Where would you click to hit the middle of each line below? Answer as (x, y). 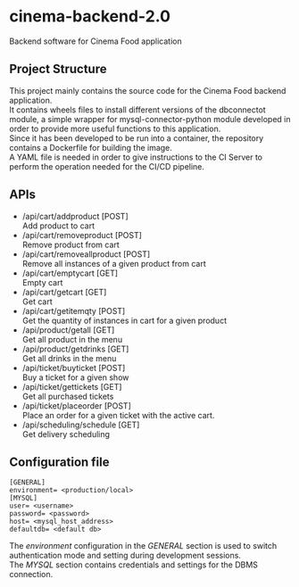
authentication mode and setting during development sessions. (125, 556)
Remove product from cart (71, 244)
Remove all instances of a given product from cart (114, 263)
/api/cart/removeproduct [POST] (82, 235)
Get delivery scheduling (66, 434)
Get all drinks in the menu (69, 358)
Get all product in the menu (72, 339)
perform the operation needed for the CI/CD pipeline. (107, 166)
